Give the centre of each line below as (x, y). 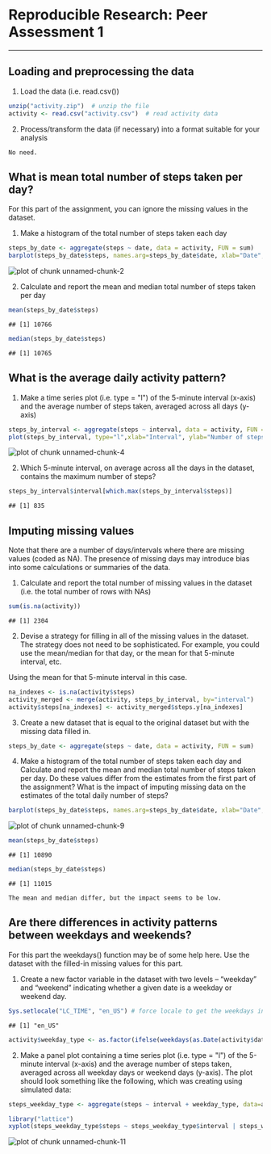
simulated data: (46, 1089)
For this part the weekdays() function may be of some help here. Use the (129, 955)
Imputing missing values (71, 531)
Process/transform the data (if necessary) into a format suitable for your (140, 129)
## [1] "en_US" (34, 1026)
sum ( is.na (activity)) (45, 606)
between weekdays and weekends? (100, 936)
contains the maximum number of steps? (88, 476)
